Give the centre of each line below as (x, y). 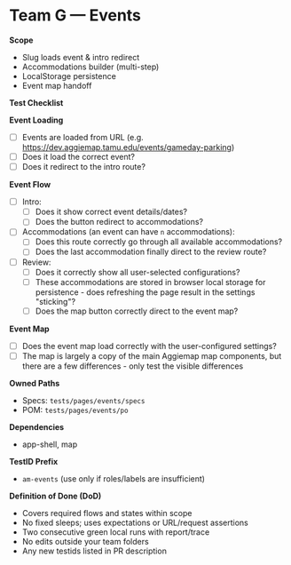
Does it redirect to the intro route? (84, 167)
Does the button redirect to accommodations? (119, 222)
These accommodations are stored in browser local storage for (150, 282)
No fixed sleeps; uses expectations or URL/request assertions (135, 522)
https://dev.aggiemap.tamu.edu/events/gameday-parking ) (128, 147)
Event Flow (30, 185)
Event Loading (36, 120)
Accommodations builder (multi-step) (90, 67)
